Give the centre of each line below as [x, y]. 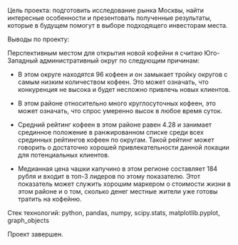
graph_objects [29, 220]
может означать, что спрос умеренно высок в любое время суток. [120, 111]
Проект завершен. [35, 234]
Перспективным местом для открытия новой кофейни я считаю [105, 53]
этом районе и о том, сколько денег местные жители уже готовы [118, 191]
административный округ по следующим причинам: [119, 61]
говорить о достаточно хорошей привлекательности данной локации [123, 147]
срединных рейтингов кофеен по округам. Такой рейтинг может [116, 140]
